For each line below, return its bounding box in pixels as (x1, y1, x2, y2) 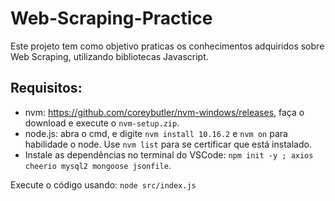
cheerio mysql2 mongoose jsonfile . (24, 159, 172, 171)
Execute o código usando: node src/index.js (10, 178, 197, 191)
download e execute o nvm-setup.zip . (24, 117, 180, 129)
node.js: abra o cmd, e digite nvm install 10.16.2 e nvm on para (24, 127, 288, 139)
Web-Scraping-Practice (10, 7, 213, 30)
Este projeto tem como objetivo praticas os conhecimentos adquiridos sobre (10, 40, 325, 52)
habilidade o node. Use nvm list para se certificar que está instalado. (24, 138, 312, 150)
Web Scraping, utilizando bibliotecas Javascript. (10, 50, 209, 62)
